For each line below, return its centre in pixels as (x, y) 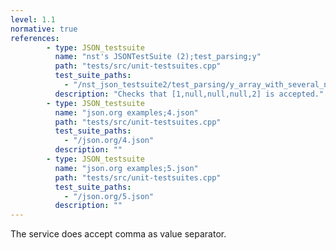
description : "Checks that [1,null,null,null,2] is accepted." (189, 94)
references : (35, 38)
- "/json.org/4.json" (109, 141)
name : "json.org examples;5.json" (126, 168)
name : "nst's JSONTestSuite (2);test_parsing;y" (158, 57)
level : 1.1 (33, 19)
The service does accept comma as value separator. (118, 234)
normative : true (44, 29)
